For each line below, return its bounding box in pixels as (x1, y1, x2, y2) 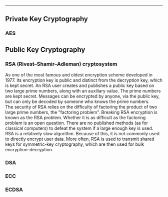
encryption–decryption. (5, 147, 53, 152)
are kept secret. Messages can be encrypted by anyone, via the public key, (5, 93, 160, 99)
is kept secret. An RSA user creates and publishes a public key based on (5, 82, 154, 88)
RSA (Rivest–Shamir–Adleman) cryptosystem (5, 60, 117, 67)
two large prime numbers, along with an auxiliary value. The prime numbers (5, 88, 161, 93)
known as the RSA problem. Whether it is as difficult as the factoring (5, 115, 146, 121)
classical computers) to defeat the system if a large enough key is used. (5, 125, 153, 131)
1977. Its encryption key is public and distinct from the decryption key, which (5, 77, 162, 83)
